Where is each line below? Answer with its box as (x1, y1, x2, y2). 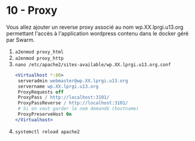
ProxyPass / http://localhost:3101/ (17, 94, 110, 101)
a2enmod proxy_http (14, 55, 64, 61)
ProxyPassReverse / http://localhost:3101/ (17, 100, 128, 106)
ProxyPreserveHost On (17, 112, 72, 118)
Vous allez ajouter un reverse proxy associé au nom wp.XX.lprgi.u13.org (6, 23, 184, 31)
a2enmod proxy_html (14, 49, 64, 55)
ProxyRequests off (17, 89, 64, 95)
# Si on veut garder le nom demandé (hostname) (17, 106, 139, 112)
